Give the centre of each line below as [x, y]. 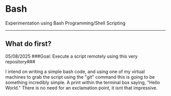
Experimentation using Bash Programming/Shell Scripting [65, 23]
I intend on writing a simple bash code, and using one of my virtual [75, 71]
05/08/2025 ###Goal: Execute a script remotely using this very [72, 56]
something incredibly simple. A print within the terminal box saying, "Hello [83, 82]
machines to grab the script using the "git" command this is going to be [80, 77]
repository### [20, 61]
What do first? [28, 44]
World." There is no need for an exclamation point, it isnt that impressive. [81, 88]
